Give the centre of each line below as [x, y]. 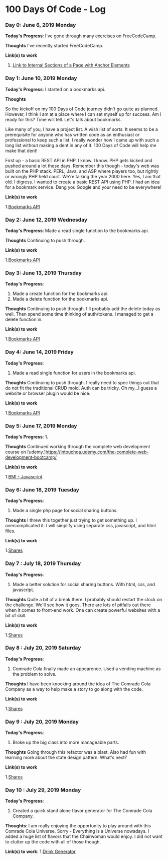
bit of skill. [16, 615]
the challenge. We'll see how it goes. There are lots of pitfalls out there [78, 605]
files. [10, 531]
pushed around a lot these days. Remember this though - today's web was [82, 166]
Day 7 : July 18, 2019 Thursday [43, 563]
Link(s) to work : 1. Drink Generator [41, 851]
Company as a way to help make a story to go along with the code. [74, 689]
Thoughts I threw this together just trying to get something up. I [71, 520]
